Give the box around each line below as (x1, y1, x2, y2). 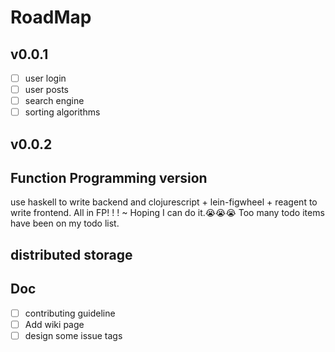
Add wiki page (24, 318, 85, 330)
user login (24, 72, 67, 84)
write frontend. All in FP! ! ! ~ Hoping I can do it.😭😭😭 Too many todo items (10, 207, 325, 219)
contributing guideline (24, 307, 116, 319)
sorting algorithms (24, 106, 101, 118)
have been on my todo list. (10, 217, 120, 230)
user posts (24, 84, 70, 96)
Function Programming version (10, 170, 208, 187)
